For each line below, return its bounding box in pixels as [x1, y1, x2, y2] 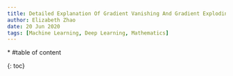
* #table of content [7, 48, 62, 57]
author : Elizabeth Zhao [7, 17, 76, 23]
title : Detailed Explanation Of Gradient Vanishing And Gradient [7, 10, 200, 17]
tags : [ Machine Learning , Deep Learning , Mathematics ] [7, 29, 169, 37]
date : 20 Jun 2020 [7, 23, 60, 30]
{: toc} [7, 61, 26, 70]
